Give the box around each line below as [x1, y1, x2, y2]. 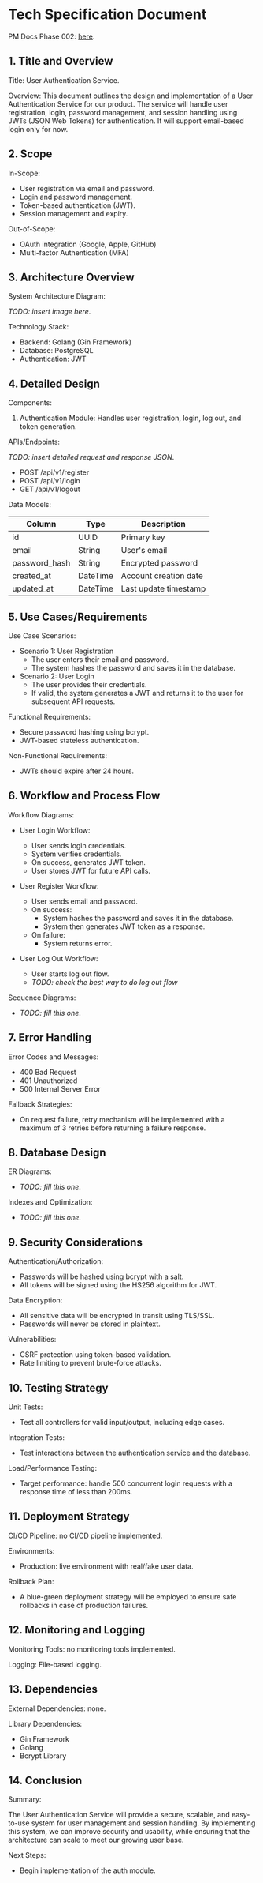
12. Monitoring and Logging [8, 1623, 146, 1637]
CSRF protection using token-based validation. [19, 1350, 172, 1359]
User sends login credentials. [31, 840, 127, 850]
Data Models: [8, 500, 52, 509]
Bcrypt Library [19, 1751, 67, 1761]
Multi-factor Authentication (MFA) [19, 247, 129, 257]
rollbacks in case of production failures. [19, 1600, 149, 1610]
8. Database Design [8, 1146, 106, 1159]
